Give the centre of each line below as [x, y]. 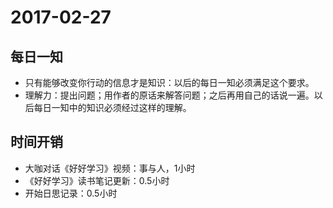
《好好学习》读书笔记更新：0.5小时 [97, 180]
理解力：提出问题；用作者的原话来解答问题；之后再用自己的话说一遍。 [169, 95]
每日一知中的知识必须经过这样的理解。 [112, 107]
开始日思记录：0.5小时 [71, 193]
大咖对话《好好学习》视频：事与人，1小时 [110, 168]
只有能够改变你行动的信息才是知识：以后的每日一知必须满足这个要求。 [169, 82]
